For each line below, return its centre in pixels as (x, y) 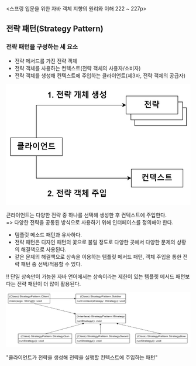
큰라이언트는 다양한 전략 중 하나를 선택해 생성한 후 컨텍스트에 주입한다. (86, 215)
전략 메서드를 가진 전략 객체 (46, 61)
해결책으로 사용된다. (44, 249)
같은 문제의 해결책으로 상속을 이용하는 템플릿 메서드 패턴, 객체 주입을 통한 (98, 256)
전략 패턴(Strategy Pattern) (55, 29)
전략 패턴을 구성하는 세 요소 (42, 47)
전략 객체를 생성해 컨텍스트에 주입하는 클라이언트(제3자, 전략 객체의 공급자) (100, 76)
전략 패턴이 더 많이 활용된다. (49, 283)
